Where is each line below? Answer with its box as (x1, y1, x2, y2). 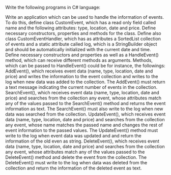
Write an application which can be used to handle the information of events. (5, 14, 164, 20)
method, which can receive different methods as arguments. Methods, (5, 57, 153, 63)
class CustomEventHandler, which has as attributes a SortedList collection (5, 36, 161, 42)
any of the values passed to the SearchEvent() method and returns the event (5, 100, 166, 106)
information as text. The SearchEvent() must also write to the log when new (5, 106, 164, 112)
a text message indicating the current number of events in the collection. (5, 84, 158, 90)
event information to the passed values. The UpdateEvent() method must (5, 127, 158, 133)
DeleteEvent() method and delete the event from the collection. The (5, 154, 147, 160)
